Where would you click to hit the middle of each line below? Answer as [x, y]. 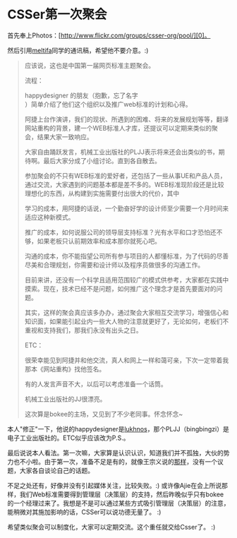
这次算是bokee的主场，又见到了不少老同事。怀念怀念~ [104, 414]
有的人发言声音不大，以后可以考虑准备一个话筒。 [96, 384]
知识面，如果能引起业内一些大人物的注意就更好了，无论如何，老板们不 [127, 321]
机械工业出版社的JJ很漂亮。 [65, 399]
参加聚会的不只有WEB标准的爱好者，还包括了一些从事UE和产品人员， [125, 175]
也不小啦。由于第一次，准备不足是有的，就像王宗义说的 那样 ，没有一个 [115, 461]
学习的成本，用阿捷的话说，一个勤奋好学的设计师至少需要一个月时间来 [127, 208]
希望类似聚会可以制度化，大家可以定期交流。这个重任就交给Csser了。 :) [111, 527]
